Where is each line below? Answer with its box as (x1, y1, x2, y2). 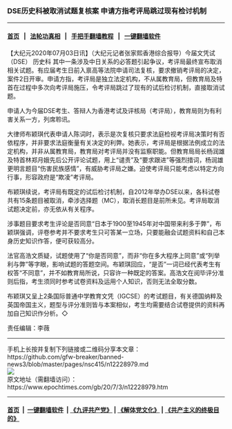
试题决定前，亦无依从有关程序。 (7, 205, 98, 213)
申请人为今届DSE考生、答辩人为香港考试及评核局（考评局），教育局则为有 (7, 106, 216, 114)
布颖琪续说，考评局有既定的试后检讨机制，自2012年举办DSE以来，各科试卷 (7, 188, 221, 196)
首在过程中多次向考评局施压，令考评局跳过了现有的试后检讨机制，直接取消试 (7, 83, 225, 91)
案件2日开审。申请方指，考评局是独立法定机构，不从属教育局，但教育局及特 (7, 74, 223, 83)
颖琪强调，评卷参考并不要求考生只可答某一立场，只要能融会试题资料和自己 (7, 228, 219, 236)
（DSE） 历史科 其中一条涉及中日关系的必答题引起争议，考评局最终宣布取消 (7, 57, 222, 66)
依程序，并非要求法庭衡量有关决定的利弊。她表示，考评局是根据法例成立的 (7, 138, 219, 146)
